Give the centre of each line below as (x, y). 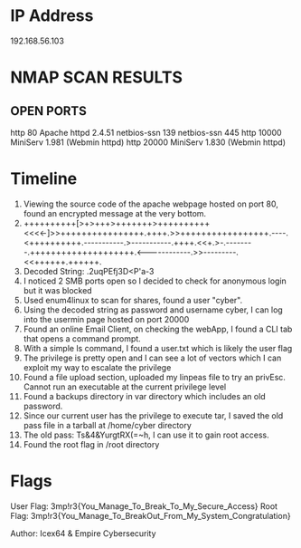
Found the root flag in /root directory (91, 444)
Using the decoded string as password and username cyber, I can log (153, 310)
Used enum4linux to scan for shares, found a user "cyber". (133, 300)
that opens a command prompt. (82, 338)
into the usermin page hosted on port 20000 (106, 319)
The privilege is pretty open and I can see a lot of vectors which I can (152, 358)
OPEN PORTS (48, 111)
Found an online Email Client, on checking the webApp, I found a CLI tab (158, 329)
